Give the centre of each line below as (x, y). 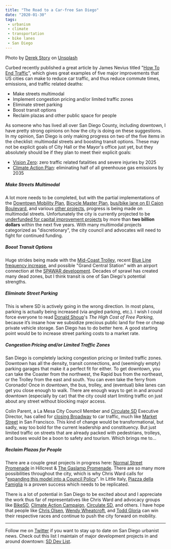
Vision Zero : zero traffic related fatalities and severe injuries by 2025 (84, 162)
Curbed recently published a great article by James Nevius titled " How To (82, 67)
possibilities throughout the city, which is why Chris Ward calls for (74, 473)
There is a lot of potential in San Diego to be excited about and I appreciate (84, 494)
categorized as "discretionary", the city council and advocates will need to (83, 230)
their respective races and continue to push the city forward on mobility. (81, 516)
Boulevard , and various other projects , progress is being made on (74, 208)
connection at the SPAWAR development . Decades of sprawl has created (82, 271)
